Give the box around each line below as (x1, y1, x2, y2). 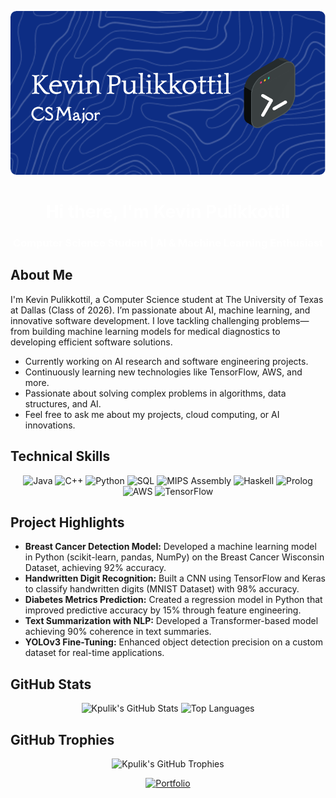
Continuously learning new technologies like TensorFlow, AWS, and (24, 366, 303, 378)
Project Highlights (10, 514, 125, 531)
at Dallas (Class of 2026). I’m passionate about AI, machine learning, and (10, 304, 311, 316)
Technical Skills (10, 448, 111, 465)
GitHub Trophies (10, 731, 115, 748)
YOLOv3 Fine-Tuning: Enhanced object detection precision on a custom (24, 636, 323, 648)
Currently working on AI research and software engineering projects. (24, 355, 309, 367)
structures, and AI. (24, 397, 102, 410)
